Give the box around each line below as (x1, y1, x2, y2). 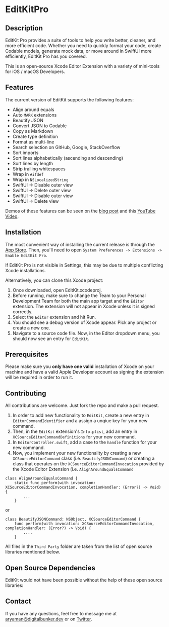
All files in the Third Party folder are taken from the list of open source (5, 543, 152, 549)
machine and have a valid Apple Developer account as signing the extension (5, 369, 164, 375)
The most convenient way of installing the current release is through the (5, 241, 155, 247)
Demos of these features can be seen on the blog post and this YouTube (5, 208, 156, 214)
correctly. (12, 308, 33, 315)
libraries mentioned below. (5, 549, 61, 555)
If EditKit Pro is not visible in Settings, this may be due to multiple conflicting (5, 262, 163, 268)
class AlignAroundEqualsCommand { (5, 476, 78, 481)
